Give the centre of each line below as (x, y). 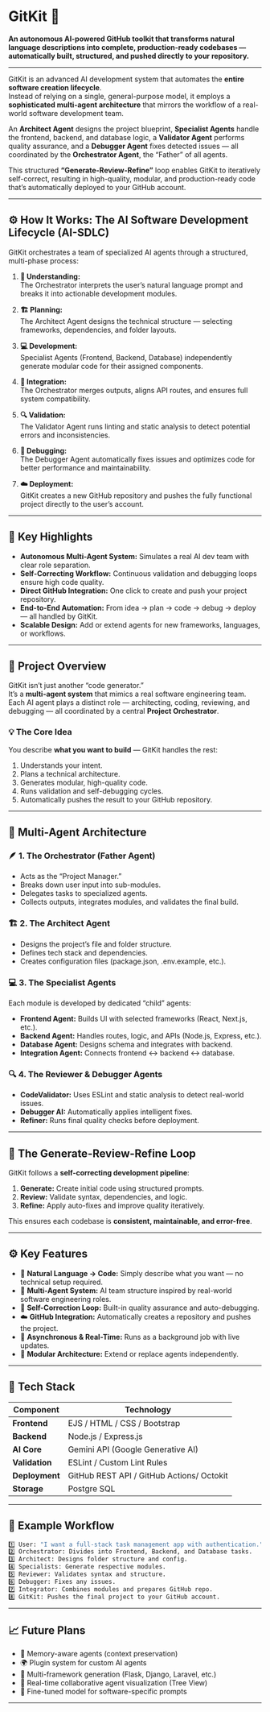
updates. (35, 1345)
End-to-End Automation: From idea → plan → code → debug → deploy (138, 607)
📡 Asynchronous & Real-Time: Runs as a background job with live (130, 1337)
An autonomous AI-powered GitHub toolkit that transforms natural (122, 39)
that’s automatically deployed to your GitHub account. (97, 187)
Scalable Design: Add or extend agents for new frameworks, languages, (140, 624)
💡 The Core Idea (40, 732)
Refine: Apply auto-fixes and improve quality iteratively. (112, 1206)
